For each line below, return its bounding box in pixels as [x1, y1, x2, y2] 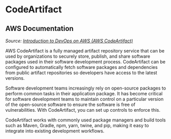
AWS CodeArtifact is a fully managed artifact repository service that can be [5, 48, 165, 54]
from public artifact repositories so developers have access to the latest [5, 69, 158, 76]
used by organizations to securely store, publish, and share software [5, 53, 150, 59]
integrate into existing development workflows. [5, 128, 105, 134]
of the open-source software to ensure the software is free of [5, 101, 136, 108]
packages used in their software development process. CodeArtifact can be [5, 59, 166, 65]
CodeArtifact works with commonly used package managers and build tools [5, 117, 166, 123]
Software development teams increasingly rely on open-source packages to [5, 85, 166, 91]
